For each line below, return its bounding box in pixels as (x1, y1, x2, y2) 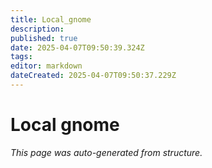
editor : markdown (10, 61, 83, 71)
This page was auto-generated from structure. (10, 146, 203, 158)
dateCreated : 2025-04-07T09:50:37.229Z (10, 71, 177, 81)
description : (10, 24, 65, 34)
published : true (10, 33, 78, 43)
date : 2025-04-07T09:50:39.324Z (10, 42, 145, 53)
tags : (10, 52, 33, 62)
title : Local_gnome (10, 14, 92, 25)
